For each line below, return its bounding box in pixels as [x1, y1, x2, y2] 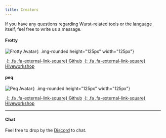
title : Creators [5, 7, 39, 12]
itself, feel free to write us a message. [5, 26, 82, 32]
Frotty [5, 38, 18, 44]
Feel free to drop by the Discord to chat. [5, 127, 86, 134]
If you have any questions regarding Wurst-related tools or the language [5, 21, 152, 27]
